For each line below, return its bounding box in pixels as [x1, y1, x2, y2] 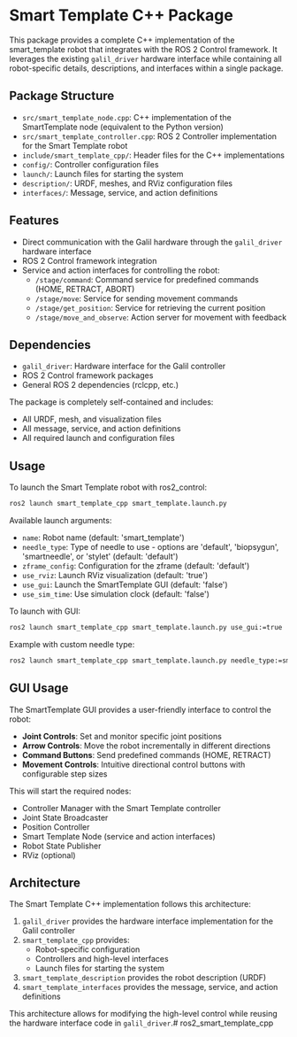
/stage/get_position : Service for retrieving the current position [34, 302, 266, 313]
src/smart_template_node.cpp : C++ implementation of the [21, 112, 232, 122]
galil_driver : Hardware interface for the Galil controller [21, 360, 226, 372]
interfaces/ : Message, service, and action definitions [21, 187, 218, 197]
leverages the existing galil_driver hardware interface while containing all [9, 53, 283, 64]
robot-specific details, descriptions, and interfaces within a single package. [9, 63, 284, 74]
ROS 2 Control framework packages [21, 370, 154, 381]
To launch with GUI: [9, 606, 81, 616]
